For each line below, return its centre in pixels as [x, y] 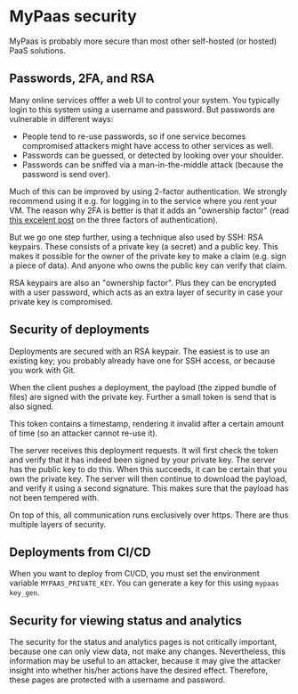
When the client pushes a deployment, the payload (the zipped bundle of [143, 387]
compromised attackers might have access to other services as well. [148, 145]
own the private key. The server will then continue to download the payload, [148, 478]
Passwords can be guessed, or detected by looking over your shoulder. [153, 155]
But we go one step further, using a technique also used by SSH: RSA [137, 237]
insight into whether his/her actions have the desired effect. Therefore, [139, 671]
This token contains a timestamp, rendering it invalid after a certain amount [147, 423]
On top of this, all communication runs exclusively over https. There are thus [149, 515]
